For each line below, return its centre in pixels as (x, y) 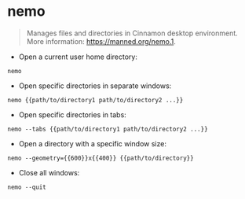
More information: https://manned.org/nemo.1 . (101, 41)
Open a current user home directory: (78, 57)
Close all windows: (49, 172)
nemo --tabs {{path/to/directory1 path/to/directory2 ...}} (108, 129)
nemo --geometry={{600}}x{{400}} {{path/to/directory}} (101, 158)
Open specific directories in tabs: (72, 114)
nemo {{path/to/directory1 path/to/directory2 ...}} (95, 100)
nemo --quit (27, 187)
